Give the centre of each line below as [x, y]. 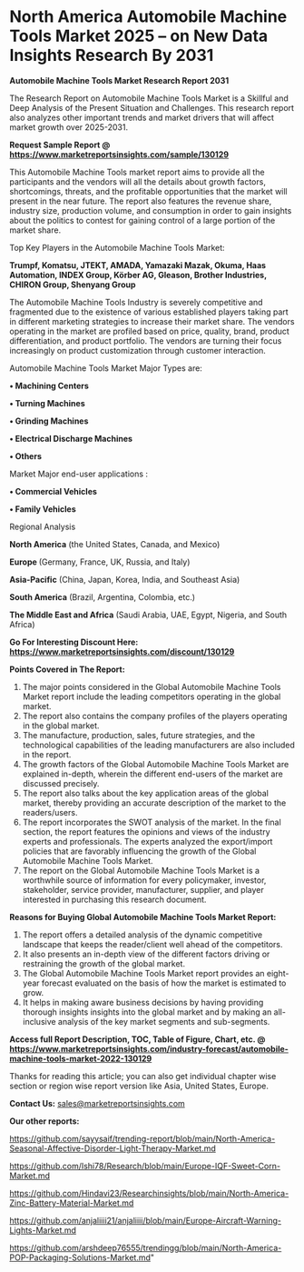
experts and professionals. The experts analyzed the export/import [147, 841]
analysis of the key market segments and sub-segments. [164, 1021]
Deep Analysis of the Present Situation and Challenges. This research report [152, 107]
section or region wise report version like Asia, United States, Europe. [139, 1086]
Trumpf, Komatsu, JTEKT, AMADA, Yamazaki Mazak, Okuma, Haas [137, 265]
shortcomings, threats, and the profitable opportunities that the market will [148, 191]
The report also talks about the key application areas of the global [146, 793]
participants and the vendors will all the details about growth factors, [137, 181]
